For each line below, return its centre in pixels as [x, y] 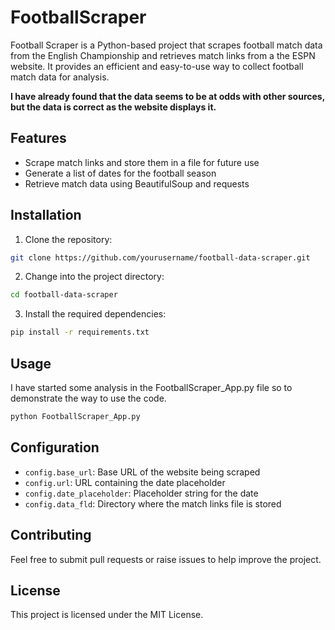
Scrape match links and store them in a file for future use [142, 162]
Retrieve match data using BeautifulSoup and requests [137, 183]
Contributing [51, 535]
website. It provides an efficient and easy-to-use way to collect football [157, 66]
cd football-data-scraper [64, 295]
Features [38, 138]
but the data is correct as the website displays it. [113, 107]
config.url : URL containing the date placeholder [125, 482]
